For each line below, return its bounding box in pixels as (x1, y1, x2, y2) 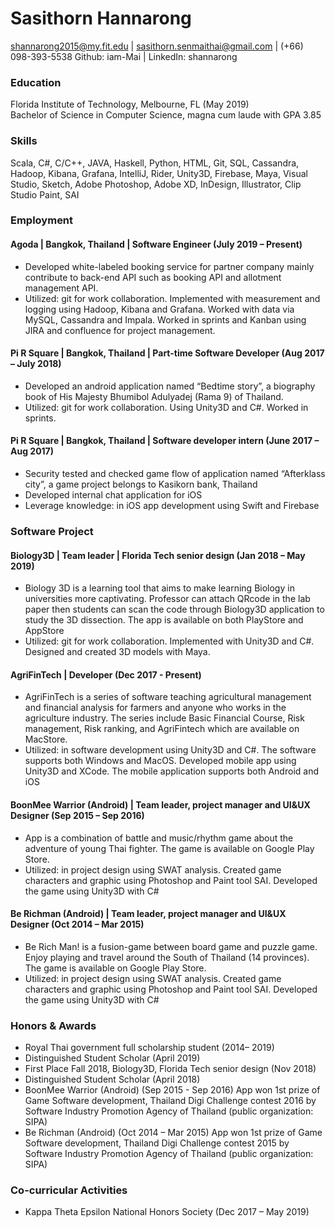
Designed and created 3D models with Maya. (24, 646, 211, 658)
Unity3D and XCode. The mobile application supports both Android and (24, 765, 319, 777)
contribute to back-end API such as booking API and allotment (24, 271, 282, 283)
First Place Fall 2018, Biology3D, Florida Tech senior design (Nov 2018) (24, 1063, 317, 1075)
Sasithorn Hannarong (10, 7, 192, 30)
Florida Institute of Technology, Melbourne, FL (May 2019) (10, 98, 250, 111)
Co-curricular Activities (10, 1183, 128, 1197)
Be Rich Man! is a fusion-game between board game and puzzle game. (24, 940, 318, 952)
